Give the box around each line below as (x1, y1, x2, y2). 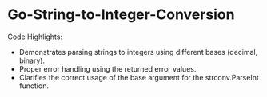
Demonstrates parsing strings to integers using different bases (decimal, (18, 47, 258, 56)
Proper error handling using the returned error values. (18, 64, 197, 73)
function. (18, 81, 50, 91)
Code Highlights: (7, 32, 63, 41)
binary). (18, 56, 46, 65)
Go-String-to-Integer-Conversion (7, 6, 235, 24)
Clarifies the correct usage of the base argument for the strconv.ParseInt (18, 72, 259, 82)
